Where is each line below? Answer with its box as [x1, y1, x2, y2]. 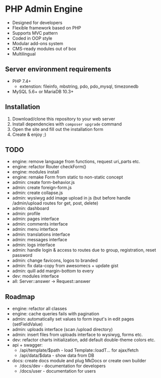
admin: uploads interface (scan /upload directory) [12, 327, 113, 332]
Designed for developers [12, 20, 63, 25]
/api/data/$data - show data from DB [19, 353, 94, 358]
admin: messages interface [12, 237, 68, 243]
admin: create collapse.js [12, 190, 63, 196]
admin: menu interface [12, 227, 58, 232]
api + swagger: [12, 342, 43, 348]
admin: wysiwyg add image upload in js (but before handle [12, 195, 131, 201]
